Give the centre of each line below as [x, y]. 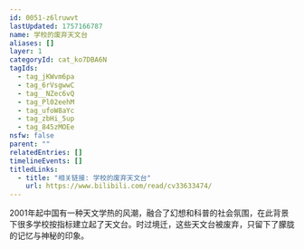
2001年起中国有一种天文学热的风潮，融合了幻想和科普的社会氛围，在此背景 [149, 213]
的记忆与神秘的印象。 [49, 235]
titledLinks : [34, 169]
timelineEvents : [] [46, 161]
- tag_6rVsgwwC [46, 85]
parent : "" [30, 144]
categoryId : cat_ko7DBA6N [58, 60]
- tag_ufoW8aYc [46, 110]
